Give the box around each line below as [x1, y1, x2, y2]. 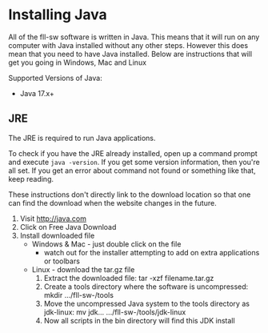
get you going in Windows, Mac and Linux [8, 58, 146, 67]
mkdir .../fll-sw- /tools [43, 290, 114, 299]
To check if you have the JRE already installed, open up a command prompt [8, 148, 258, 158]
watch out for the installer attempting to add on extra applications [43, 247, 260, 257]
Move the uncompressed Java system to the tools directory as [43, 299, 250, 308]
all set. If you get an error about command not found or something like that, [8, 166, 256, 175]
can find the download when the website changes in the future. [8, 198, 218, 207]
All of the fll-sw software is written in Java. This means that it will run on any [8, 32, 260, 42]
